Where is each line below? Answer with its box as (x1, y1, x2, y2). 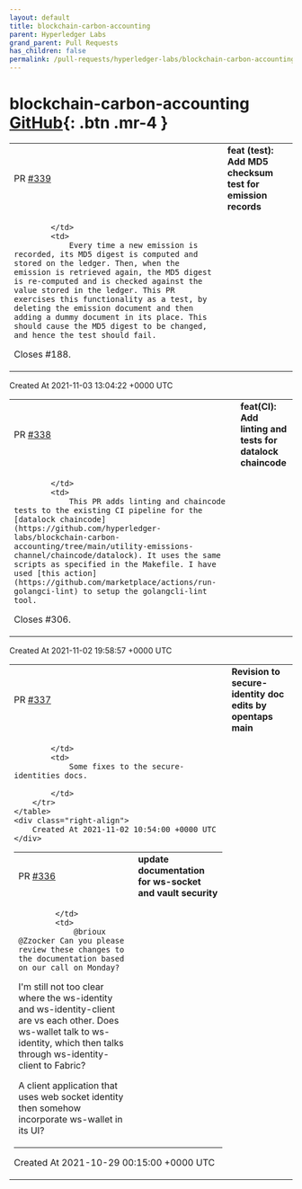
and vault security (138, 886, 218, 899)
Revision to (231, 665, 280, 678)
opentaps (231, 710, 274, 723)
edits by (231, 698, 267, 711)
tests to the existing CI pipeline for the (13, 505, 203, 515)
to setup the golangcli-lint (82, 586, 208, 596)
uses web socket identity (18, 1090, 124, 1103)
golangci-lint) (13, 586, 79, 596)
